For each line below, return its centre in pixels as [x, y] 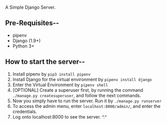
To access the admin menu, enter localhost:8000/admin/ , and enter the [87, 106]
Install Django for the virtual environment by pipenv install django [82, 79]
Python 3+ [23, 46]
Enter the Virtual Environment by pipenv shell [60, 85]
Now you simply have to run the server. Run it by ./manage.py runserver [87, 101]
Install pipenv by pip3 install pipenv [52, 74]
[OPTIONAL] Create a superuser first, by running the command [78, 90]
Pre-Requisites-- [32, 23]
